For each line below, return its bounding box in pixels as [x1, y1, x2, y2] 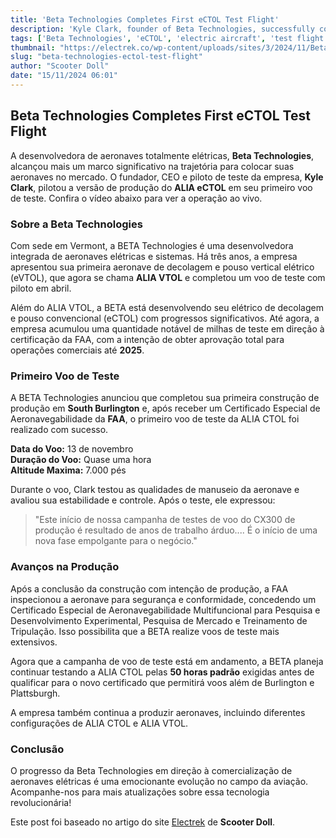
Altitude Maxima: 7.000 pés [10, 464, 127, 476]
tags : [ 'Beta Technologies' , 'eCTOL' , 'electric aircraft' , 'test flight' [10, 33, 329, 43]
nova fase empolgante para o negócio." [34, 535, 198, 547]
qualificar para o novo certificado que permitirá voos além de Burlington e [10, 676, 315, 688]
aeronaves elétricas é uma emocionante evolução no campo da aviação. [10, 775, 309, 787]
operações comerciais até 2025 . [10, 344, 145, 356]
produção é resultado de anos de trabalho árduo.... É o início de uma [34, 524, 318, 536]
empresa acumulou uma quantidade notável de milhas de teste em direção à [10, 322, 325, 335]
